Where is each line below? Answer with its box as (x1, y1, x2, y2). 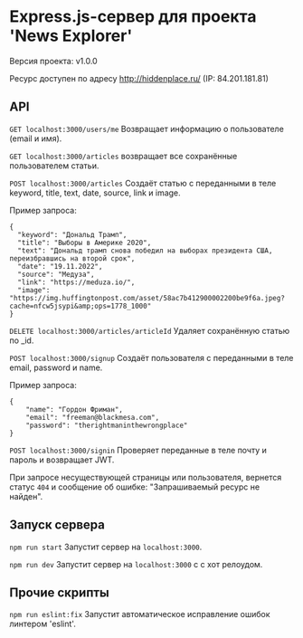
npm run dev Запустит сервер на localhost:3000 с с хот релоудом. (9, 558, 263, 569)
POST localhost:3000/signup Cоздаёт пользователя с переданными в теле (9, 352, 294, 363)
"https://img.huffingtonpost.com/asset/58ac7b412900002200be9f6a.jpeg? (9, 293, 285, 302)
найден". (9, 490, 43, 501)
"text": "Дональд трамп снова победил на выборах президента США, (17, 246, 273, 255)
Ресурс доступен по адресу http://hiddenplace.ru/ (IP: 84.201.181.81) (9, 72, 269, 83)
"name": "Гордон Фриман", (25, 405, 124, 414)
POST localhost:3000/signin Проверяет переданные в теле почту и (9, 444, 267, 455)
